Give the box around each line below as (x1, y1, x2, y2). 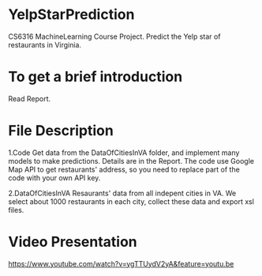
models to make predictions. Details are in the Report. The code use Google (8, 156, 255, 165)
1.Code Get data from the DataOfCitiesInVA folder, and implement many (8, 148, 240, 157)
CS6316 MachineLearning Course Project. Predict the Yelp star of (8, 32, 221, 41)
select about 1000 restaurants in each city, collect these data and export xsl (8, 196, 255, 206)
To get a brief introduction (8, 68, 183, 86)
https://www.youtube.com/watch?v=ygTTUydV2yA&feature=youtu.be (8, 259, 234, 268)
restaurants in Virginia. (8, 40, 81, 49)
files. (8, 205, 24, 214)
